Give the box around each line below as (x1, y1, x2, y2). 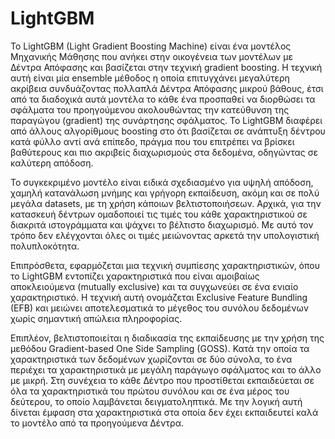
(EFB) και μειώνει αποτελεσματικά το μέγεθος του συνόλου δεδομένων (10, 302, 310, 314)
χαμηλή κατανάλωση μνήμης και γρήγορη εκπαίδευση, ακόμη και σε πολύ (10, 187, 320, 199)
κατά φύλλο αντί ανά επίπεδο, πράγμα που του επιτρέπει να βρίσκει (10, 135, 295, 147)
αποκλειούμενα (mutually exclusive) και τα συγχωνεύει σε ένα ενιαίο (10, 280, 299, 292)
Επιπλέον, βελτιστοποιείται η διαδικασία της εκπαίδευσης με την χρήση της (10, 332, 325, 344)
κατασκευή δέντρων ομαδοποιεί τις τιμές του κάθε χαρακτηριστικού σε (10, 208, 308, 220)
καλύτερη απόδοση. (10, 157, 94, 169)
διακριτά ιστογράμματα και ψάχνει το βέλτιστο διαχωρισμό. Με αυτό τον (10, 218, 314, 231)
